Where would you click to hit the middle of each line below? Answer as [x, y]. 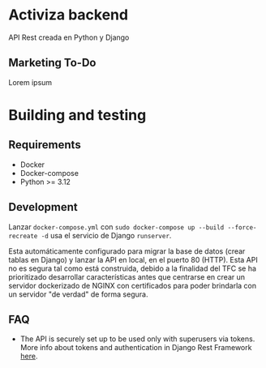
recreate [23, 236]
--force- [242, 227]
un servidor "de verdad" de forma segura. [78, 294]
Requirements [45, 145]
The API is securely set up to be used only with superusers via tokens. [137, 339]
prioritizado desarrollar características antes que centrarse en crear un [127, 276]
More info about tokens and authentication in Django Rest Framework [136, 348]
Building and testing [77, 115]
